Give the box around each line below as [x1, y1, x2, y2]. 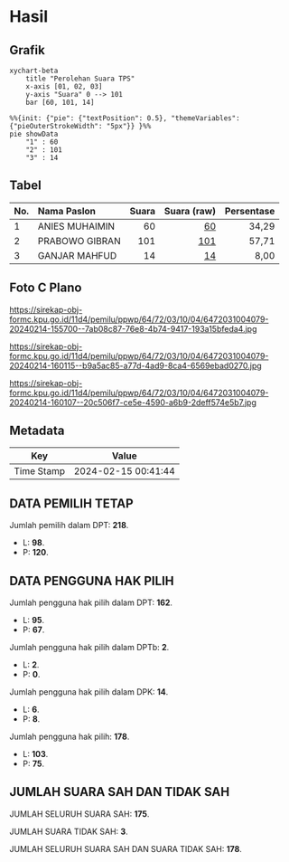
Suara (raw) [163, 204, 217, 217]
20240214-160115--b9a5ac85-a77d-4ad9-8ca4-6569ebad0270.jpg [9, 360, 262, 371]
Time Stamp [14, 465, 66, 478]
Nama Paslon [37, 204, 97, 217]
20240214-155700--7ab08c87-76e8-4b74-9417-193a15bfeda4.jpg [9, 323, 257, 334]
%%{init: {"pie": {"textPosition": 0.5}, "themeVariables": [9, 114, 241, 123]
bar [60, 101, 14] [25, 98, 95, 107]
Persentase [224, 204, 275, 217]
